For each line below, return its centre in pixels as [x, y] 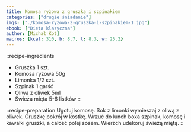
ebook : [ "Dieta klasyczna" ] [41, 28]
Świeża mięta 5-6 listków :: [48, 99]
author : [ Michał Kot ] [33, 34]
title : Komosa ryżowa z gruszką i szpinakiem [63, 12]
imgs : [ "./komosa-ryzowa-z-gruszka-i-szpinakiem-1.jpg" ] [78, 22]
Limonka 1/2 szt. [35, 80]
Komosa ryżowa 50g [40, 74]
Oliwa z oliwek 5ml [38, 93]
